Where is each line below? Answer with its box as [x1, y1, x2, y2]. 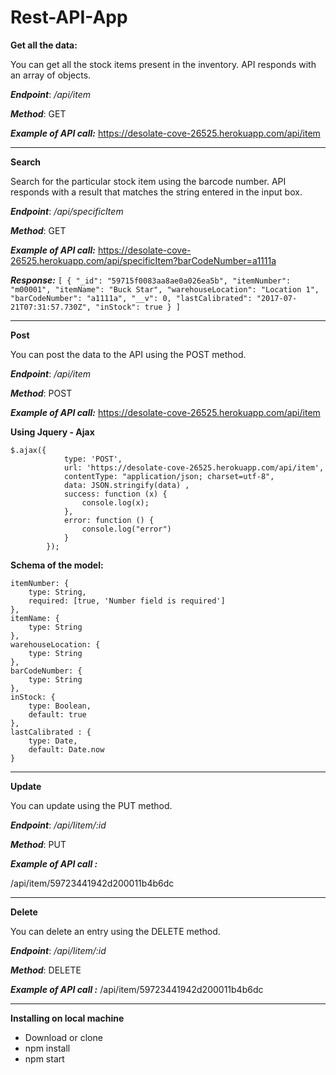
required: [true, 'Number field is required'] [28, 596, 226, 606]
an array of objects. [10, 69, 92, 81]
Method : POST [10, 387, 73, 399]
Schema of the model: [10, 559, 104, 571]
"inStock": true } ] [95, 302, 182, 312]
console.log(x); [81, 497, 150, 508]
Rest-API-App [10, 6, 128, 29]
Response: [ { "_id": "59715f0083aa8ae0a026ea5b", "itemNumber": [10, 274, 292, 286]
